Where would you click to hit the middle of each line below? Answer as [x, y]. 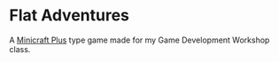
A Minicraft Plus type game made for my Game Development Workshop [139, 40]
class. [20, 49]
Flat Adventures [70, 15]
